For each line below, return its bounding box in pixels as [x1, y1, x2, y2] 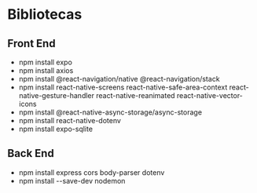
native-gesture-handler [18, 91, 95, 100]
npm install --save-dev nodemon [18, 176, 126, 185]
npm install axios [18, 66, 74, 75]
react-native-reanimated [96, 91, 175, 100]
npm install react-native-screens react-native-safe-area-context [18, 82, 228, 92]
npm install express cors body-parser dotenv [18, 167, 165, 177]
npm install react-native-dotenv [18, 116, 121, 125]
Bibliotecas [7, 5, 83, 24]
